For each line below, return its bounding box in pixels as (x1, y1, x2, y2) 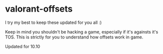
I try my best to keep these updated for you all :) (5, 19, 102, 25)
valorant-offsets (5, 3, 73, 15)
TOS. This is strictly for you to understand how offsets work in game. (5, 34, 143, 40)
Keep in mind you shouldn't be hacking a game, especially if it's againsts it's (5, 29, 159, 35)
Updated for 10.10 (5, 43, 41, 49)
